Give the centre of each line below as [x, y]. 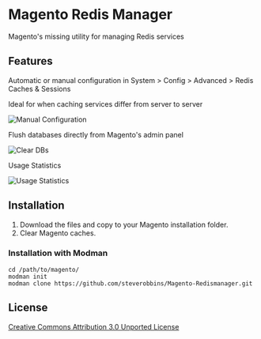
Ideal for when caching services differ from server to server [106, 104]
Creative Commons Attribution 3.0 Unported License [94, 326]
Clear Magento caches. [58, 233]
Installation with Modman [58, 253]
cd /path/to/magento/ [44, 269]
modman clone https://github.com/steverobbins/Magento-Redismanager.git [130, 283]
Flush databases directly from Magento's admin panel [96, 134]
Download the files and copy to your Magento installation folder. [124, 224]
